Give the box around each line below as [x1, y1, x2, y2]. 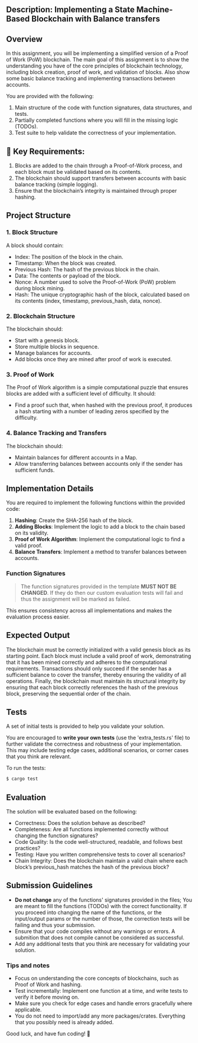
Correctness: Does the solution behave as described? [14, 819, 146, 827]
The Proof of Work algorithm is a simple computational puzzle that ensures [6, 384, 189, 391]
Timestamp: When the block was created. [14, 260, 116, 267]
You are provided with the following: [6, 93, 94, 100]
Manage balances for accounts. [14, 349, 92, 357]
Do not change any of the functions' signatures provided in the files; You [14, 896, 193, 903]
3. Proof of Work [6, 370, 54, 378]
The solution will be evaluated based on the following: [6, 808, 137, 815]
